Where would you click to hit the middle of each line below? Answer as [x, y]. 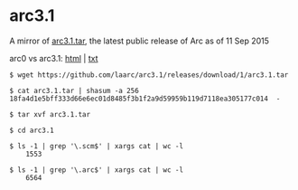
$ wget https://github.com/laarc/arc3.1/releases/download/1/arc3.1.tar [149, 75]
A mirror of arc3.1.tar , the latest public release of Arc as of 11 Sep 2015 [139, 41]
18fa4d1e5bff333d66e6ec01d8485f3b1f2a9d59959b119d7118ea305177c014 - [145, 99]
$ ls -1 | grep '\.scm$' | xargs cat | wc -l [96, 146]
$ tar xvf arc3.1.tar [50, 114]
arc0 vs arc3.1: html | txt [54, 58]
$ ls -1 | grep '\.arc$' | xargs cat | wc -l [96, 170]
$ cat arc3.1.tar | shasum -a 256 [74, 90]
